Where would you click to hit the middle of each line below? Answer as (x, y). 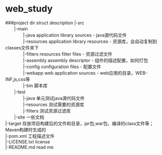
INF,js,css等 (18, 79)
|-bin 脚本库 (35, 85)
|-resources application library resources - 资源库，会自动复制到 (90, 41)
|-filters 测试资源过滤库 (47, 111)
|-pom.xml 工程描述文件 (30, 136)
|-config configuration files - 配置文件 (62, 67)
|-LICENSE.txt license (28, 141)
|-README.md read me (30, 147)
